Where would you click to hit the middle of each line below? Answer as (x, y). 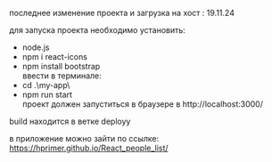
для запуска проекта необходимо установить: (97, 30)
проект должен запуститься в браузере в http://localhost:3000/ (142, 104)
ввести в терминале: (62, 76)
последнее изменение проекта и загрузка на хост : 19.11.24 (122, 13)
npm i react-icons (54, 57)
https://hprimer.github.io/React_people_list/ (89, 148)
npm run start (47, 94)
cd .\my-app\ (46, 85)
